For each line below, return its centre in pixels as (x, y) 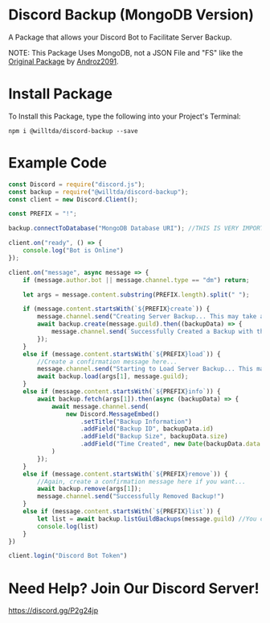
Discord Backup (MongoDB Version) (131, 15)
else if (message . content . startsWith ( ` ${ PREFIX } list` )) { (122, 512)
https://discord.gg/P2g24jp (53, 611)
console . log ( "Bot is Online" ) (74, 251)
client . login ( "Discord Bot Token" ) (68, 556)
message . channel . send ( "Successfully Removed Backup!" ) (131, 496)
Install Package (60, 94)
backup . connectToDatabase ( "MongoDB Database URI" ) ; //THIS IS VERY (124, 228)
